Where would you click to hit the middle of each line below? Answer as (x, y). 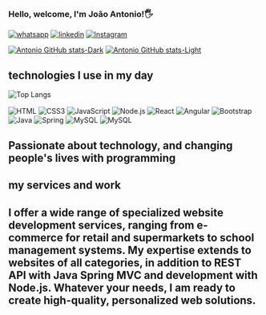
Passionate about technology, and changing (121, 145)
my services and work (65, 186)
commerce (36, 238)
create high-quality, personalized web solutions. (132, 300)
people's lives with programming (92, 157)
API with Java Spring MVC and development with (133, 275)
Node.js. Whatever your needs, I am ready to (122, 287)
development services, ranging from (101, 225)
